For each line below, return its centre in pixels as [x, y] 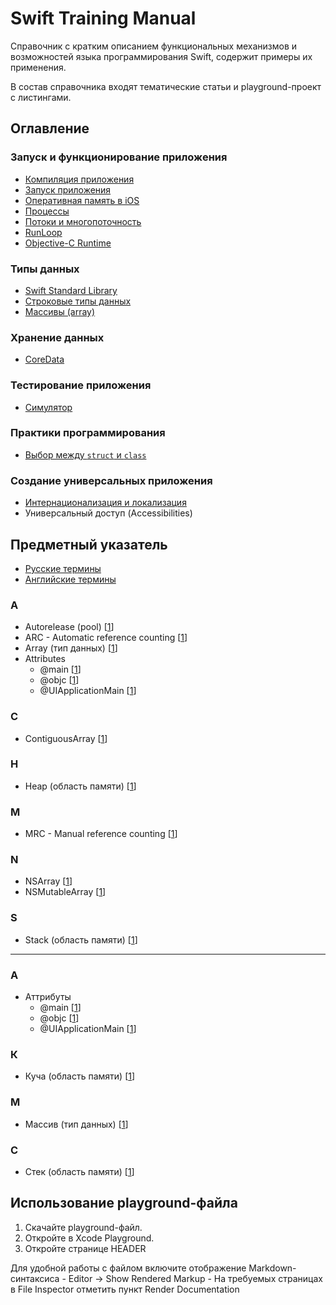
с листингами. [41, 97]
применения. [38, 67]
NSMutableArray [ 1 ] [65, 892]
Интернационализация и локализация [105, 503]
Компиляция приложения [79, 179]
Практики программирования [88, 433]
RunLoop [43, 232]
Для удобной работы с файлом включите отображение [128, 1268]
